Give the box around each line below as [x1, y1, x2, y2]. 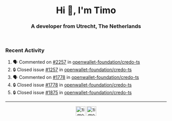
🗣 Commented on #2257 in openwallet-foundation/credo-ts [12, 58, 140, 65]
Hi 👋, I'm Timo [56, 5, 116, 16]
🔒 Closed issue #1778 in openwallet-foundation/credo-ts [12, 81, 132, 88]
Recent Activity [5, 47, 45, 54]
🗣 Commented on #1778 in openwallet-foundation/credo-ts [12, 74, 139, 80]
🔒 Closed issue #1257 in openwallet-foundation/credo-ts [12, 66, 132, 73]
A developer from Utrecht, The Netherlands [31, 23, 141, 30]
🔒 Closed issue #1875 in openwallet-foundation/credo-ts [12, 89, 132, 96]
